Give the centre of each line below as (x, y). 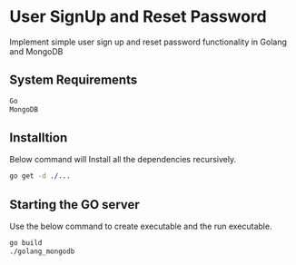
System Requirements (74, 80)
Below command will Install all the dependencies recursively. (123, 160)
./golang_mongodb (42, 251)
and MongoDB (36, 51)
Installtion (39, 137)
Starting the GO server (75, 205)
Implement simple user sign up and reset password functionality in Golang (148, 42)
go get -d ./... (40, 176)
